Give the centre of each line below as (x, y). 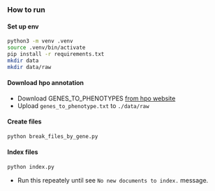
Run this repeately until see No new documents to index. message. (113, 180)
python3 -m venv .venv (40, 41)
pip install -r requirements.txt (56, 54)
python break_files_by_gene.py (53, 136)
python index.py (31, 167)
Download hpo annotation (46, 83)
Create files (24, 122)
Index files (23, 152)
